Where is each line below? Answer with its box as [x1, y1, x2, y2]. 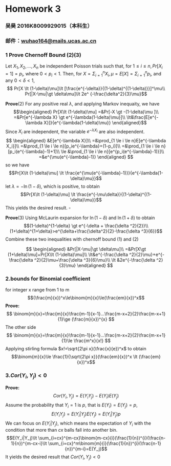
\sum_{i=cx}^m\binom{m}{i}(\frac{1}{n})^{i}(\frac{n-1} [48, 440, 161, 447]
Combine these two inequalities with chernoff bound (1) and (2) [5, 236, 139, 242]
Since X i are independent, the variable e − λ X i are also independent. [5, 128, 145, 136]
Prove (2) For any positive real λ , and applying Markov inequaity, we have [5, 100, 160, 107]
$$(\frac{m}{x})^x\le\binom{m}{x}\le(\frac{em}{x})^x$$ [27, 295, 145, 301]
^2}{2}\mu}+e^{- [129, 251, 165, 258]
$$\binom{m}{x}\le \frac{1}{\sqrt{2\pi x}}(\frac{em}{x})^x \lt [11, 354, 138, 360]
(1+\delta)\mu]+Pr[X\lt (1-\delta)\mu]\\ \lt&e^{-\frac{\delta [7, 251, 129, 258]
